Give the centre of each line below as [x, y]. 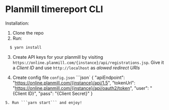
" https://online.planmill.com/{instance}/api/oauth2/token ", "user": [81, 88]
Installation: [17, 23]
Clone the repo [28, 33]
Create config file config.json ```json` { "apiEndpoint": [69, 77]
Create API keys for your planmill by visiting [58, 57]
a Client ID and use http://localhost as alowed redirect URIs [76, 68]
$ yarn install [26, 47]
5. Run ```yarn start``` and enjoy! [44, 102]
